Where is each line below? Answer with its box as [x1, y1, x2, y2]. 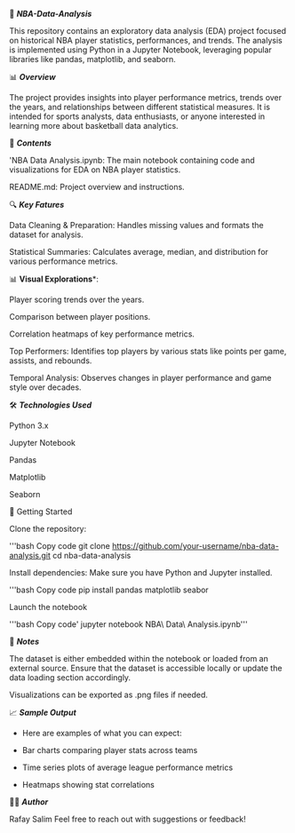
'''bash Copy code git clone [9, 541, 111, 551]
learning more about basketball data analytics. [9, 121, 179, 131]
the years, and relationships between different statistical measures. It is [9, 102, 271, 112]
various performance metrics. [9, 256, 118, 266]
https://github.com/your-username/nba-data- [112, 541, 280, 551]
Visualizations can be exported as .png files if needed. [9, 689, 209, 700]
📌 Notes [9, 636, 40, 647]
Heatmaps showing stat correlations [21, 780, 155, 789]
